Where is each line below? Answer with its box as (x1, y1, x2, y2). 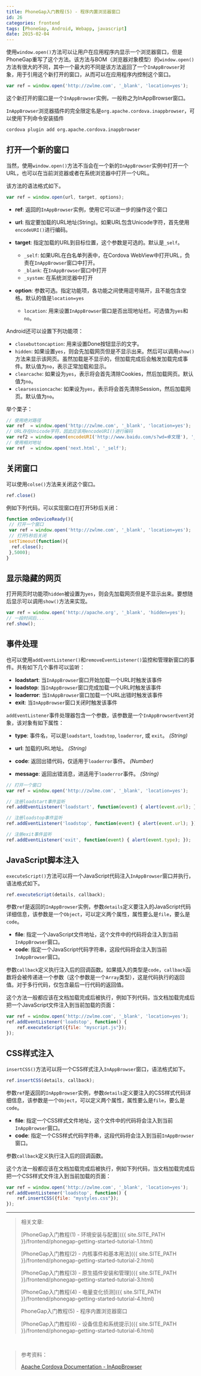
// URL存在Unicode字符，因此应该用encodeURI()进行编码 (6, 429, 133, 435)
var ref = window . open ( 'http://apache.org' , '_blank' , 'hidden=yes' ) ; (6, 610, 186, 616)
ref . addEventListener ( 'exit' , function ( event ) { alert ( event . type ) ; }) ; (6, 837, 191, 843)
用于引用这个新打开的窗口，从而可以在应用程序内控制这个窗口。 (16, 71, 174, 78)
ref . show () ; (6, 621, 36, 627)
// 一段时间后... (6, 615, 45, 621)
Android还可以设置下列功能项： (6, 327, 84, 334)
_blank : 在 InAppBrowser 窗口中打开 (23, 267, 107, 274)
